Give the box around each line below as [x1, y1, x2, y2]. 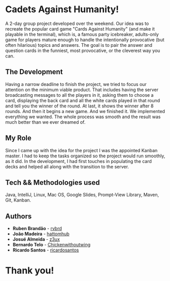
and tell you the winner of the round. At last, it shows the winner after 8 [5, 103, 154, 109]
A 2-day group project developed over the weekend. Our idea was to [5, 20, 149, 26]
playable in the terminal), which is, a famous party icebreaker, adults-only [5, 31, 159, 37]
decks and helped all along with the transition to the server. [5, 163, 129, 170]
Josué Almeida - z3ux [12, 236, 60, 242]
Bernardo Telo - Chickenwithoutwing [12, 242, 91, 248]
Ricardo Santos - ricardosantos [12, 247, 79, 253]
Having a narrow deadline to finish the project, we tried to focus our [5, 81, 147, 87]
